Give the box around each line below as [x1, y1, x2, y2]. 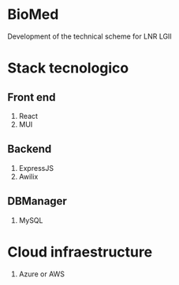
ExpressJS [18, 163, 54, 172]
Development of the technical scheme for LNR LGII [7, 31, 173, 41]
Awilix [18, 172, 39, 181]
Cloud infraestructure [7, 242, 153, 261]
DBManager [7, 194, 68, 208]
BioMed [7, 6, 59, 24]
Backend [7, 142, 52, 156]
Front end [7, 91, 56, 104]
